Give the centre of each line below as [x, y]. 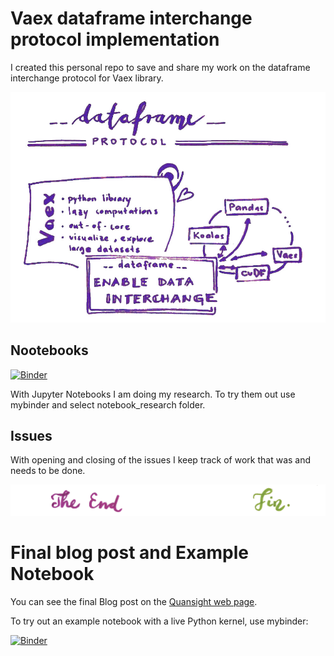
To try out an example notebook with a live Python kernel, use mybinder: [159, 621]
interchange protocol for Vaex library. [87, 78]
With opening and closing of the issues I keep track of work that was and [161, 460]
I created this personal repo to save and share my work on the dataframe [160, 67]
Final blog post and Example [129, 553]
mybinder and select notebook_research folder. [108, 404]
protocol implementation [115, 39]
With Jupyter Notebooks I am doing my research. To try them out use [153, 394]
